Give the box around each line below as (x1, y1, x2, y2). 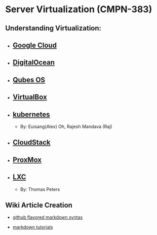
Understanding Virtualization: (5, 24, 102, 32)
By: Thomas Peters (20, 186, 60, 192)
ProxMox (12, 155, 42, 164)
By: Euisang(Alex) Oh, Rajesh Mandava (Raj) (20, 123, 112, 129)
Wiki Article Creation (5, 200, 72, 209)
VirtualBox (12, 93, 47, 102)
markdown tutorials (12, 224, 53, 230)
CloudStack (12, 138, 51, 147)
